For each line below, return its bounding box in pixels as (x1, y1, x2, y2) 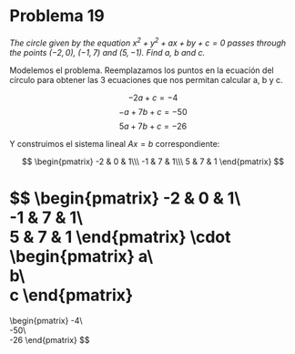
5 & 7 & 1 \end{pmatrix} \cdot (9, 226, 231, 247)
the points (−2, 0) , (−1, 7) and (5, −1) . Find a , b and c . (9, 47, 206, 57)
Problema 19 (9, 5, 105, 26)
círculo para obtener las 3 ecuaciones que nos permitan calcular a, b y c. (9, 74, 284, 85)
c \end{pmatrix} (9, 285, 134, 306)
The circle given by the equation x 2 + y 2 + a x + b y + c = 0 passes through (9, 36, 287, 48)
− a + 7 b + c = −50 (118, 106, 188, 117)
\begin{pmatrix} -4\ (9, 315, 84, 326)
